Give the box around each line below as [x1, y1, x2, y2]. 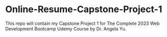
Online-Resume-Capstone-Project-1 [5, 4, 162, 15]
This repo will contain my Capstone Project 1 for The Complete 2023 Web [5, 20, 160, 26]
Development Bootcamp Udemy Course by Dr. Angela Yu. [5, 25, 127, 31]
